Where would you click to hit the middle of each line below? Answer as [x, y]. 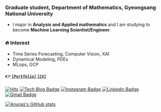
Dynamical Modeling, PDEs [40, 59]
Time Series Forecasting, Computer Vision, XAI [61, 53]
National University [29, 13]
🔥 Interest [17, 43]
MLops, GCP [25, 64]
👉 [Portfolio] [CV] [26, 76]
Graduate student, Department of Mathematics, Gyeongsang [81, 7]
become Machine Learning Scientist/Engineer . [61, 30]
